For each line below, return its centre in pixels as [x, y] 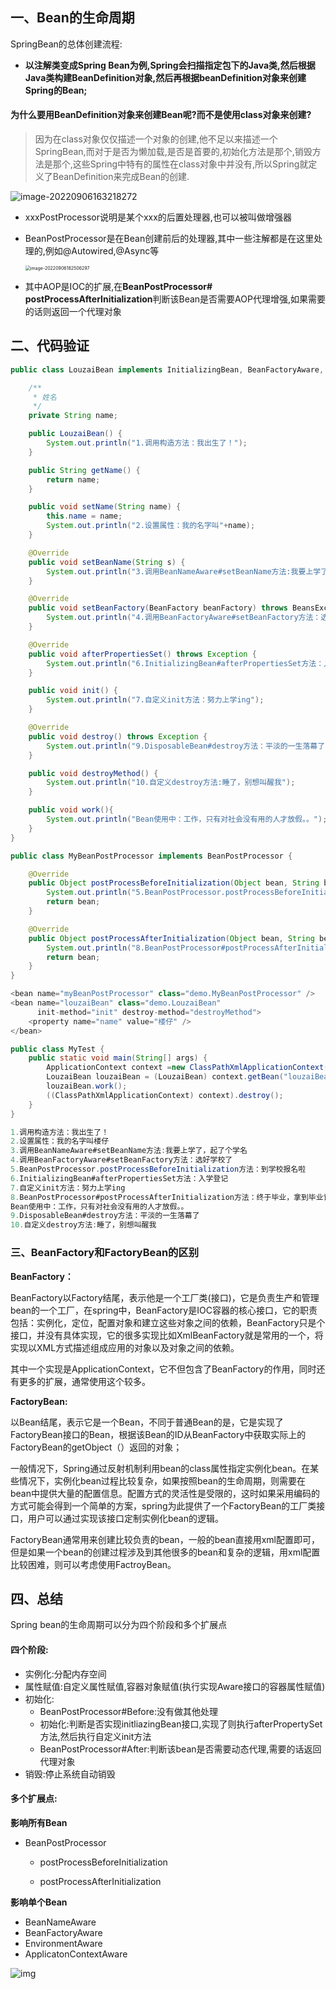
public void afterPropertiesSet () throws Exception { [142, 654]
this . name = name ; [84, 516]
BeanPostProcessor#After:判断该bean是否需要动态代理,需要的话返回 [180, 1749]
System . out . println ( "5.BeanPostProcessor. [136, 893]
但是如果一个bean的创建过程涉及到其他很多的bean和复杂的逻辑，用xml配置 [165, 1552]
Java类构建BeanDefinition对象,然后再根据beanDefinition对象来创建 [165, 77]
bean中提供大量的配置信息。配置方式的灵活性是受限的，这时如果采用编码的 [165, 1493]
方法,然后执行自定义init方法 [95, 1736]
